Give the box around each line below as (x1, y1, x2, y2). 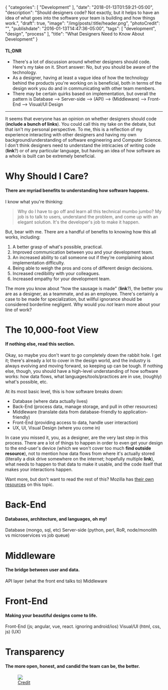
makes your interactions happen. (5, 466, 73, 473)
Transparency (5, 646, 65, 658)
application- (123, 408, 148, 415)
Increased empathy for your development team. (12, 276, 111, 282)
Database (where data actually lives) (12, 398, 88, 404)
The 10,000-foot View (5, 324, 99, 335)
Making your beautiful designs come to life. (5, 612, 97, 618)
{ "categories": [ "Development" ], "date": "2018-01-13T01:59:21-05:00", (5, 5, 153, 10)
